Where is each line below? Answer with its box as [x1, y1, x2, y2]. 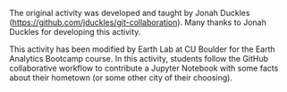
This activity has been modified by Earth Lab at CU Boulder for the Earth [9, 44, 275, 54]
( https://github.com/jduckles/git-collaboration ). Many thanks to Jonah [9, 17, 266, 28]
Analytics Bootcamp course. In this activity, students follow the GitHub [9, 54, 269, 63]
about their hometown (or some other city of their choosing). [9, 72, 232, 83]
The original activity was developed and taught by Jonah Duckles [9, 8, 250, 18]
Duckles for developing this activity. [9, 27, 141, 37]
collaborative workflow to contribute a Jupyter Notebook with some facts [9, 63, 279, 73]
